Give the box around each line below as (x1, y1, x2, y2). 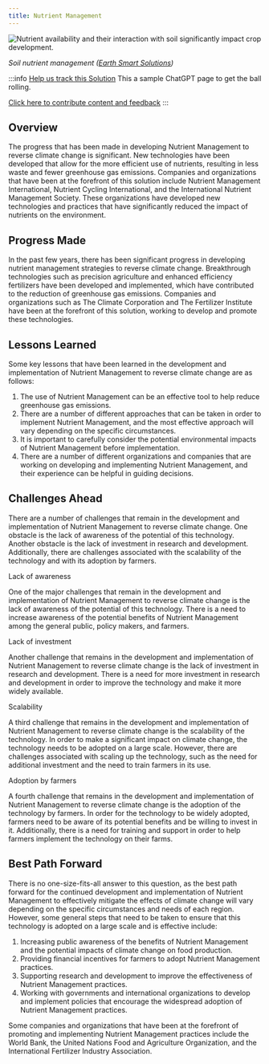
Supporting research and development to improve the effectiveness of (19, 971, 253, 980)
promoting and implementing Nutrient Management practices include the (8, 1029, 250, 1038)
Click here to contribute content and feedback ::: (8, 97, 169, 107)
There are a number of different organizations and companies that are (19, 451, 251, 462)
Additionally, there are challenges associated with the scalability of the (8, 547, 242, 556)
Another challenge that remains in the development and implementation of (8, 652, 255, 662)
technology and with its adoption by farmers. (8, 556, 157, 565)
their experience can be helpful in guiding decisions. (19, 469, 194, 479)
